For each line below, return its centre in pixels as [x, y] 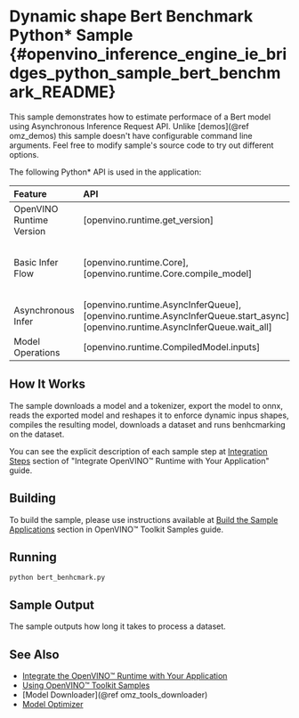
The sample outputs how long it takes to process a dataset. [118, 626]
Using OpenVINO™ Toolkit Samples [86, 685]
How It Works [48, 384]
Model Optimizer [53, 704]
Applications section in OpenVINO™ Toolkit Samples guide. [117, 529]
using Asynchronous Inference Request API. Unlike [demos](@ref [129, 126]
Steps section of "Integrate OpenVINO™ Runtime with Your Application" [139, 461]
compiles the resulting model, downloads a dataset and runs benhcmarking [147, 424]
